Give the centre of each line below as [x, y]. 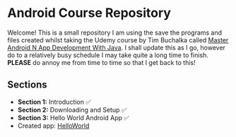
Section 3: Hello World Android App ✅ [73, 117]
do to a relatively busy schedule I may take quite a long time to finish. [108, 55]
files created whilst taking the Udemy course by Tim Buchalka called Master [118, 40]
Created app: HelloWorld [53, 126]
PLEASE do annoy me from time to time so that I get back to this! [101, 62]
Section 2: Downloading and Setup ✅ [72, 109]
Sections [27, 85]
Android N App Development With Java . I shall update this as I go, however [117, 47]
